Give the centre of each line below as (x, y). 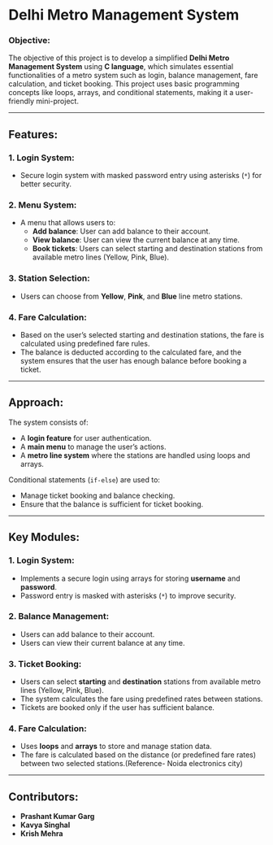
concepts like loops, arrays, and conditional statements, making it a (121, 93)
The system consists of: (49, 422)
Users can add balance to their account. (87, 634)
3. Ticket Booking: (45, 664)
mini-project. (58, 101)
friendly (22, 101)
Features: (33, 135)
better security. (45, 184)
